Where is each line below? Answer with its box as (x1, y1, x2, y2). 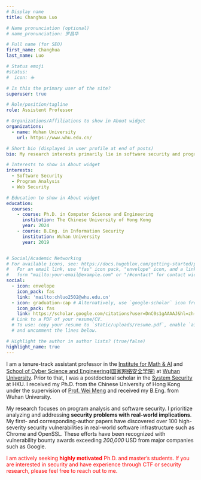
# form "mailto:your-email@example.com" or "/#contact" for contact (6, 272, 186, 278)
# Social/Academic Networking (6, 255, 82, 261)
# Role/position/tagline (6, 102, 68, 108)
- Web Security (11, 184, 50, 190)
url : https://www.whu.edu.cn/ (17, 134, 93, 140)
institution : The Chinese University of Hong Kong (22, 217, 151, 223)
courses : (11, 206, 33, 212)
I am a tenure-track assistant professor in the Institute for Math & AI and (6, 360, 183, 368)
